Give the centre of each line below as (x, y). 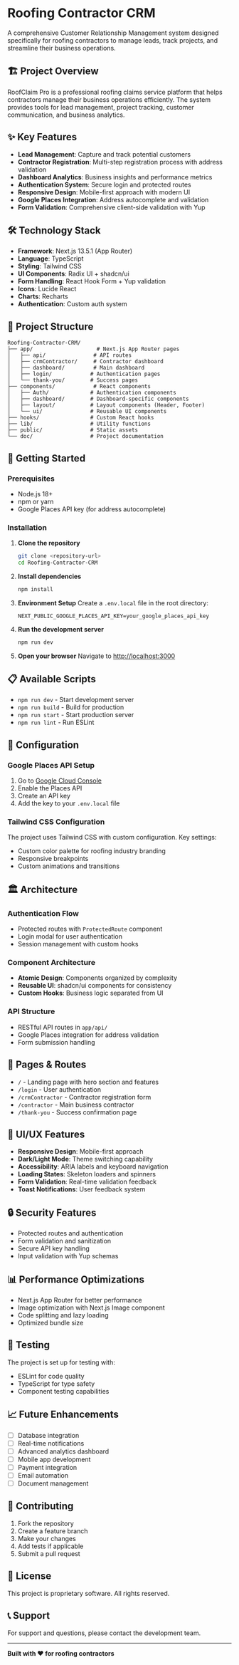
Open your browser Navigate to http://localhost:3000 (96, 656)
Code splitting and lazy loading (63, 1315)
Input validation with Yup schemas (68, 1256)
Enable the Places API (50, 788)
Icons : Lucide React (47, 289)
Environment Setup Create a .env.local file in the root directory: (113, 602)
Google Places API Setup (51, 765)
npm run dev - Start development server (76, 700)
